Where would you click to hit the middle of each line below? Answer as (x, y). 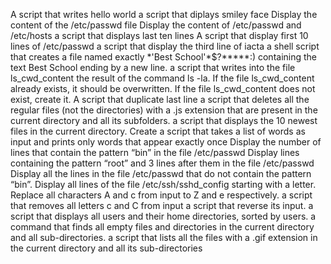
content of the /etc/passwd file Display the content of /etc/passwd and (156, 25)
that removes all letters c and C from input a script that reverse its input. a (162, 205)
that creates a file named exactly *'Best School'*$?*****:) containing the (164, 57)
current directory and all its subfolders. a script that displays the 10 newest (164, 120)
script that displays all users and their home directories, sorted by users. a (163, 216)
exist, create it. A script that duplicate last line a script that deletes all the (160, 99)
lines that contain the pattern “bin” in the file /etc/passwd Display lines (155, 152)
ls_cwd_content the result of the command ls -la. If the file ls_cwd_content (162, 78)
